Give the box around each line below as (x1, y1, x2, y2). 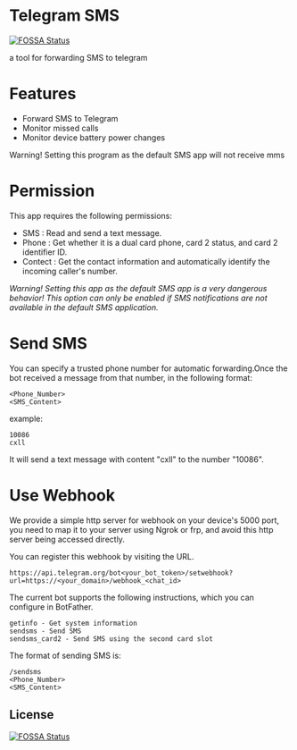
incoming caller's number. (21, 265, 119, 276)
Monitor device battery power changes (21, 131, 166, 143)
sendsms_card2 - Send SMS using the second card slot (9, 634, 214, 644)
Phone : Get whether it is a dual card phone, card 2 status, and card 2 (21, 237, 278, 248)
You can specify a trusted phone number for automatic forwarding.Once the (9, 363, 288, 374)
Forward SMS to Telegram (21, 113, 119, 123)
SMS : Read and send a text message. (21, 227, 162, 238)
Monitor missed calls (21, 122, 99, 133)
